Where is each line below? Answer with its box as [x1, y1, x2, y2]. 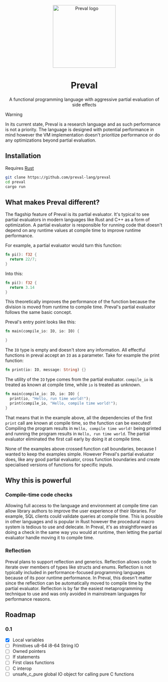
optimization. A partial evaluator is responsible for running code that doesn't [5, 222, 162, 228]
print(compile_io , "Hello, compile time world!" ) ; [10, 401, 118, 406]
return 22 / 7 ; [10, 257, 37, 262]
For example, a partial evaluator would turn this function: [5, 243, 122, 249]
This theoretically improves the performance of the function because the [5, 299, 155, 305]
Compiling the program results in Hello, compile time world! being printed [5, 425, 161, 431]
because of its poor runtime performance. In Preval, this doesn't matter [5, 575, 152, 581]
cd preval [5, 179, 26, 184]
